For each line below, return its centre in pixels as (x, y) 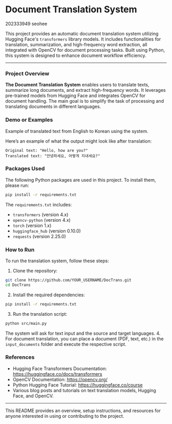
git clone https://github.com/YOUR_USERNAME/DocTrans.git (68, 280)
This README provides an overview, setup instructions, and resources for (83, 410)
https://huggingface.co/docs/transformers (57, 374)
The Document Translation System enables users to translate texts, (77, 85)
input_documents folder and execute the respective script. (66, 344)
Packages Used (25, 169)
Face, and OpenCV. (33, 396)
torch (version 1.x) (32, 225)
